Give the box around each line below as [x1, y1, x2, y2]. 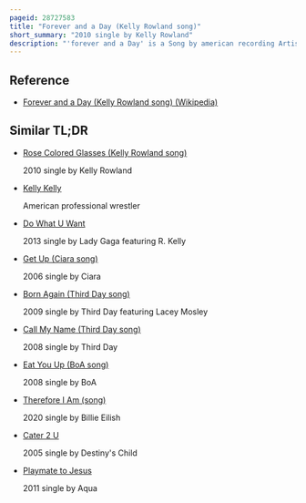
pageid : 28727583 [9, 13, 76, 23]
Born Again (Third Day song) [22, 288, 130, 299]
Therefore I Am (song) [22, 394, 107, 405]
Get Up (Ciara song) [22, 252, 98, 264]
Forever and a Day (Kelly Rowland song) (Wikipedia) [22, 97, 219, 108]
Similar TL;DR [9, 123, 88, 139]
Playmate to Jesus [22, 465, 93, 476]
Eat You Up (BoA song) [22, 359, 109, 370]
